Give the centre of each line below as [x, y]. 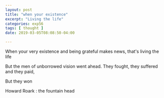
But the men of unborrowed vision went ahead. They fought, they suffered [82, 66]
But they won [19, 81]
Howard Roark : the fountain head [40, 91]
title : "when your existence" [37, 14]
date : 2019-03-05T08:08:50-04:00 [40, 33]
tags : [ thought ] [24, 28]
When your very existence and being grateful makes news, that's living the [82, 51]
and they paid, [20, 72]
